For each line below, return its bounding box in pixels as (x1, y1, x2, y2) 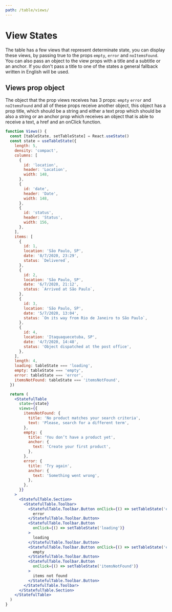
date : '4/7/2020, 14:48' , (24, 339, 79, 345)
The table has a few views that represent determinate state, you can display (5, 47, 165, 53)
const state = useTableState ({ (10, 138, 77, 144)
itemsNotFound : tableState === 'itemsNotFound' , (14, 377, 120, 383)
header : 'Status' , (24, 215, 63, 220)
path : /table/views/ (5, 7, 50, 13)
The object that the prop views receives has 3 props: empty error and (5, 97, 152, 103)
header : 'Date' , (24, 191, 58, 196)
